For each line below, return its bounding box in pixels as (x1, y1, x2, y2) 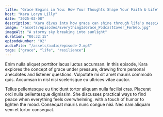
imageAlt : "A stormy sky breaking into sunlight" (5, 30, 108, 34)
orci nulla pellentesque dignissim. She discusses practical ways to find (5, 91, 147, 97)
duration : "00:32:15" (5, 34, 49, 39)
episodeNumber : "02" (5, 39, 47, 44)
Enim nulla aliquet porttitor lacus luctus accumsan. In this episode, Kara (5, 61, 148, 67)
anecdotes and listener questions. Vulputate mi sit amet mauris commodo (5, 71, 152, 77)
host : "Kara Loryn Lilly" (5, 12, 57, 17)
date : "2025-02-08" (5, 16, 45, 21)
